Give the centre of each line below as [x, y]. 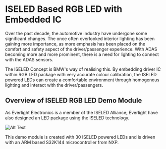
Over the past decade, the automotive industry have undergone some [76, 33]
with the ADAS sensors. [29, 59]
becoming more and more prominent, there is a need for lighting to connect [82, 54]
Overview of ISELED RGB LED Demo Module [74, 101]
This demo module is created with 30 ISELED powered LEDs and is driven [80, 137]
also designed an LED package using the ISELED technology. [67, 118]
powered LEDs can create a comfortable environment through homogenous [82, 80]
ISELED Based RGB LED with [64, 9]
